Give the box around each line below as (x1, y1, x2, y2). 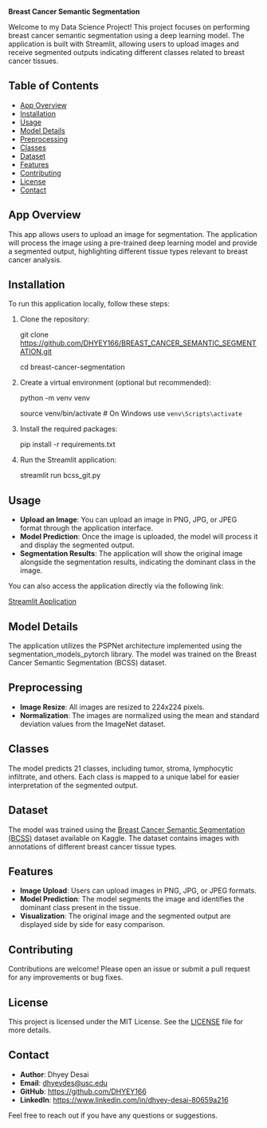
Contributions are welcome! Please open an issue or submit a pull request (8, 964, 251, 974)
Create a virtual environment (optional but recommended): (19, 378, 211, 388)
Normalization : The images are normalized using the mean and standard (19, 710, 260, 720)
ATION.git (19, 347, 52, 357)
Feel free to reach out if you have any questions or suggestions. (8, 1110, 218, 1120)
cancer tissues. (8, 56, 59, 65)
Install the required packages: (19, 424, 118, 434)
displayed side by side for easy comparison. (19, 920, 165, 929)
